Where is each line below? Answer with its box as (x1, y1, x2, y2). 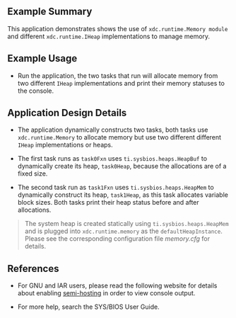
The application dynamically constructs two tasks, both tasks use (17, 125, 208, 134)
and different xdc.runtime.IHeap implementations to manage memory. (7, 32, 211, 40)
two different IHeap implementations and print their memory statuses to (17, 79, 225, 87)
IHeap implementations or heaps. (17, 141, 113, 149)
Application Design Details (7, 107, 127, 119)
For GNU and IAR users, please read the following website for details (17, 281, 218, 290)
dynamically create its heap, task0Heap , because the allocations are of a (17, 162, 227, 171)
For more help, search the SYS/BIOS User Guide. (17, 302, 160, 311)
